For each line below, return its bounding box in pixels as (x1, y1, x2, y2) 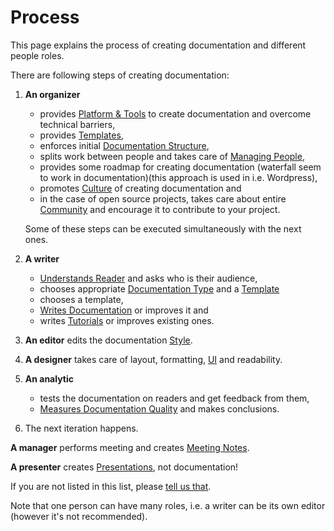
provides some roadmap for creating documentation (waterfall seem (39, 161, 322, 173)
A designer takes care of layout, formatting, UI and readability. (24, 353, 283, 365)
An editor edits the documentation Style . (24, 334, 193, 346)
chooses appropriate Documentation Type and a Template (39, 282, 280, 295)
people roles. (10, 49, 65, 61)
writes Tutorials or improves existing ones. (39, 314, 215, 326)
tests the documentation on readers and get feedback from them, (39, 392, 310, 404)
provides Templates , (39, 129, 124, 141)
